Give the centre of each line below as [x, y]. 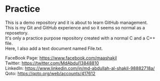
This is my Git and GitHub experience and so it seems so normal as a [75, 27]
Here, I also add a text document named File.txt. [54, 48]
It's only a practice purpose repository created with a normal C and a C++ [80, 38]
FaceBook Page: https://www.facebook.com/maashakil [61, 58]
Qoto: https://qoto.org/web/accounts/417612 [50, 73]
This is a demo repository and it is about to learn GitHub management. [77, 22]
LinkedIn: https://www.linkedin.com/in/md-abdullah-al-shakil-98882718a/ [80, 68]
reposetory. [17, 33]
